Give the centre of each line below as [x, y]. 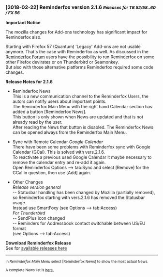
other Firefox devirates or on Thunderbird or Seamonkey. [62, 62]
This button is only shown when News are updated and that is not [78, 117]
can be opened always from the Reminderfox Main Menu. [70, 132]
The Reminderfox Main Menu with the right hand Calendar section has [82, 107]
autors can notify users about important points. [59, 101]
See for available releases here [36, 248]
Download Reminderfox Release [38, 243]
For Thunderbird [29, 213]
